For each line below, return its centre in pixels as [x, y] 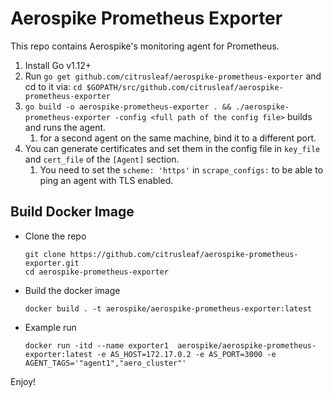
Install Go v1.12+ [58, 65]
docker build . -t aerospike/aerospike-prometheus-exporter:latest [168, 308]
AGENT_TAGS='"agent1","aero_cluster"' [105, 363]
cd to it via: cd [53, 86]
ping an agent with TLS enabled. [106, 180]
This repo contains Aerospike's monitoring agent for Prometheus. [145, 46]
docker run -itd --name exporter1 [96, 345]
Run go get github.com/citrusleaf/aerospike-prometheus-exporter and [173, 76]
